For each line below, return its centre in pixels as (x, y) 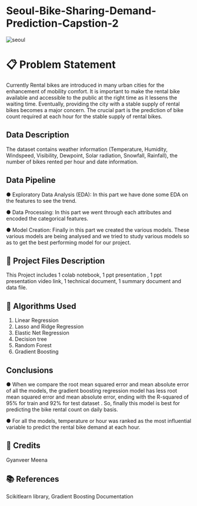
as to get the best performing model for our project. (69, 242)
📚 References (33, 479)
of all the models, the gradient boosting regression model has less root (92, 390)
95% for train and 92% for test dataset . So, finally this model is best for (93, 403)
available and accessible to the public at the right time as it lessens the (92, 97)
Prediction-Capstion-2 (62, 23)
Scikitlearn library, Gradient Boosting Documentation (70, 496)
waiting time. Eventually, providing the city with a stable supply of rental (93, 104)
